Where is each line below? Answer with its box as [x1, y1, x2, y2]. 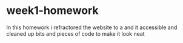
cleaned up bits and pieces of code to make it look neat [6, 30, 145, 37]
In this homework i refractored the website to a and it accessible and [6, 24, 178, 31]
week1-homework [6, 4, 99, 18]
